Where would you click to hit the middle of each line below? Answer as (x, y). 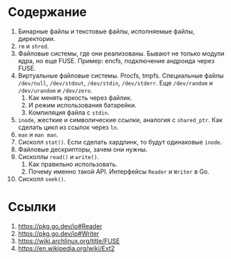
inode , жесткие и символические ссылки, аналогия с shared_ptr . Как (120, 119)
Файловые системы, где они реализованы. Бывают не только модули (121, 53)
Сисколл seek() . (42, 178)
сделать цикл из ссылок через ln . (68, 127)
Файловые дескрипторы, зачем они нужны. (83, 149)
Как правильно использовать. (73, 164)
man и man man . (38, 134)
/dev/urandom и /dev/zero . (55, 90)
